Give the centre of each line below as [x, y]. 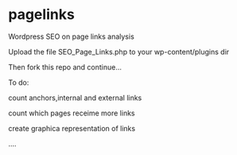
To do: [19, 82]
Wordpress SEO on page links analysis [72, 36]
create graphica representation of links [72, 128]
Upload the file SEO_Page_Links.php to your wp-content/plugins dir [119, 51]
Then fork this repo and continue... [65, 67]
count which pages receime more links [72, 113]
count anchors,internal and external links [75, 97]
